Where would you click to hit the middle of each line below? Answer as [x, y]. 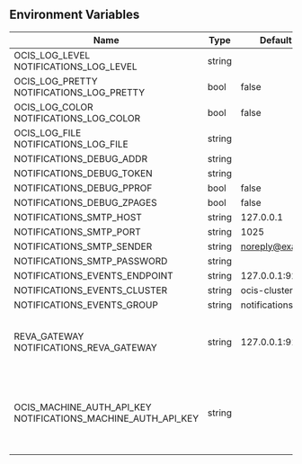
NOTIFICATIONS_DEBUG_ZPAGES [85, 202]
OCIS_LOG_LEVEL [52, 55]
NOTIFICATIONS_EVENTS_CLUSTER [91, 290]
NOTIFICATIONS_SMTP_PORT [77, 231]
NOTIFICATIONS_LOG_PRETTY [80, 92]
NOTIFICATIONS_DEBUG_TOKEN [83, 173]
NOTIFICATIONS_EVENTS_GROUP [86, 305]
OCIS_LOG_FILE [48, 132]
